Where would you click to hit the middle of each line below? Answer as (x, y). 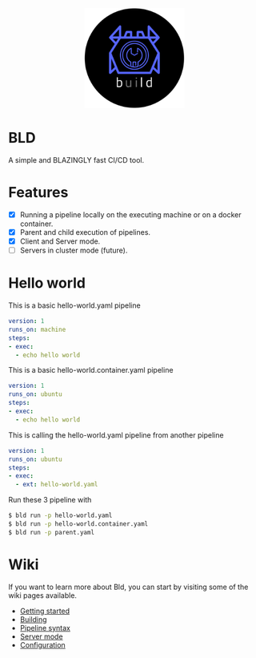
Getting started (45, 611)
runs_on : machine (37, 329)
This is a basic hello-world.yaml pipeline (75, 305)
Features (38, 193)
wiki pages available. (43, 595)
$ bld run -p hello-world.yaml (60, 516)
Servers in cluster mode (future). (74, 250)
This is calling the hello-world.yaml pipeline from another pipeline (116, 435)
